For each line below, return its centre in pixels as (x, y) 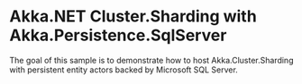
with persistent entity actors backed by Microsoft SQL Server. (124, 70)
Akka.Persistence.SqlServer (118, 35)
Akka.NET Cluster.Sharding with (133, 17)
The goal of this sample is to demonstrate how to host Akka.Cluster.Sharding (151, 60)
